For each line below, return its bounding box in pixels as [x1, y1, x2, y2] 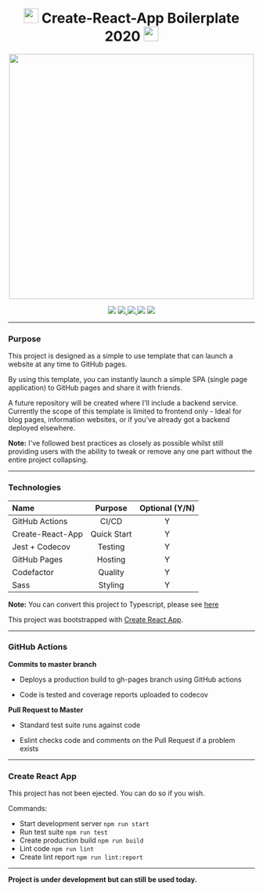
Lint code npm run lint [19, 844, 94, 854]
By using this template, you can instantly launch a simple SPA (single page [8, 375, 248, 384]
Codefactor [12, 566, 54, 577]
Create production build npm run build [19, 836, 144, 845]
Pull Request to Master [8, 704, 84, 714]
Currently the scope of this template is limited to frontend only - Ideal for [8, 406, 242, 416]
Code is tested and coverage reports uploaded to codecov [19, 690, 209, 699]
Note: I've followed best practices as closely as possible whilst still [8, 439, 224, 448]
